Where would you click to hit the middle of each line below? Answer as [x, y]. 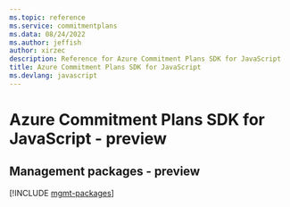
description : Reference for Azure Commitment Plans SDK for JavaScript [145, 59]
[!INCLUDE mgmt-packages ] [62, 193]
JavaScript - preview [88, 138]
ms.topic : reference [48, 17]
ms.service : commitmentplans [63, 26]
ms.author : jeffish [46, 42]
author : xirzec [37, 51]
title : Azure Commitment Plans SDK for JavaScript [105, 68]
